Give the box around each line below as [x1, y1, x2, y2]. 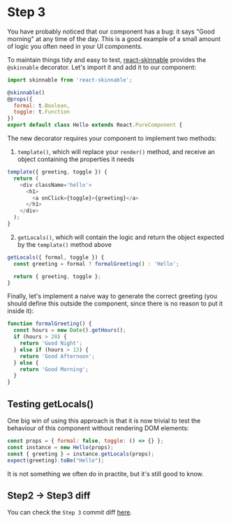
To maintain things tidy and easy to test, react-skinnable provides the [7, 55, 207, 63]
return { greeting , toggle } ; [13, 273, 101, 280]
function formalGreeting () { [7, 320, 92, 328]
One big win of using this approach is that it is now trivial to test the [7, 416, 201, 425]
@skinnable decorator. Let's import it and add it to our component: [7, 63, 197, 71]
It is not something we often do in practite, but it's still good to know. [7, 469, 204, 478]
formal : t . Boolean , [13, 102, 70, 109]
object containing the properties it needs [17, 155, 135, 164]
